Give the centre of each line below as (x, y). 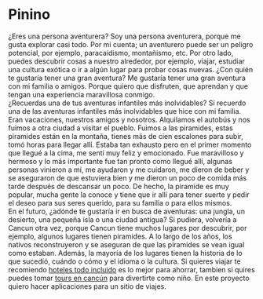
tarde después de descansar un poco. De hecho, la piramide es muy (119, 186)
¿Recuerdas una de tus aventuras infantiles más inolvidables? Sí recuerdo (127, 103)
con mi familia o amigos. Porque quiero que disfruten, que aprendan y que (128, 86)
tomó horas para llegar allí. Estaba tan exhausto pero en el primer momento (130, 144)
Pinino (29, 15)
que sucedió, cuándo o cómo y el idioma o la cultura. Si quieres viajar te (124, 261)
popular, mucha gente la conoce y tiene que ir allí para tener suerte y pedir (129, 195)
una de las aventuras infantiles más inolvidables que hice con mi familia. (125, 111)
